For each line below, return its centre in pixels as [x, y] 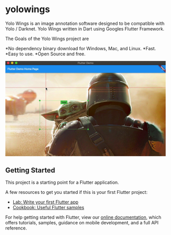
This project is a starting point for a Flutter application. [62, 182]
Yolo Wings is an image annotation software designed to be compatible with [85, 23]
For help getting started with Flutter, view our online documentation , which [83, 217]
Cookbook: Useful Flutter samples [48, 208]
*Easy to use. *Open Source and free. [45, 54]
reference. [16, 228]
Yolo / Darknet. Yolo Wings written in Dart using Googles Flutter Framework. [85, 28]
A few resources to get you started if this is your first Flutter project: [76, 192]
